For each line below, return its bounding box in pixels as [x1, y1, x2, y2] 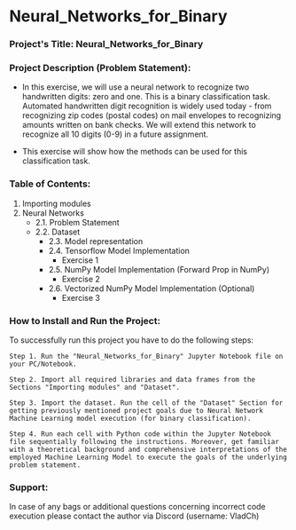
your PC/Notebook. [9, 360, 77, 368]
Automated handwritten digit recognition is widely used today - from [21, 100, 272, 112]
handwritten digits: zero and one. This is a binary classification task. [21, 91, 270, 102]
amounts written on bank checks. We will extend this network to [21, 120, 257, 131]
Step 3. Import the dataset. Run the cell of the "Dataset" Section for [9, 399, 284, 407]
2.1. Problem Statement [35, 217, 120, 227]
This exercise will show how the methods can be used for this [21, 146, 248, 157]
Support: [9, 481, 49, 494]
